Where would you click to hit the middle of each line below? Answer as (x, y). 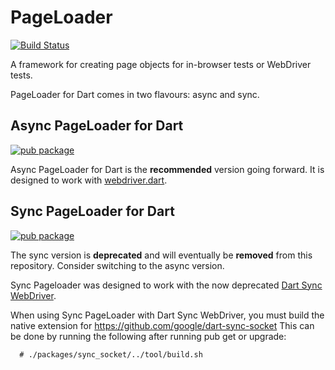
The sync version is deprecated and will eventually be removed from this (161, 255)
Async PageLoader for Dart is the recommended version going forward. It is (167, 169)
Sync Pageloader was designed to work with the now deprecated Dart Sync (166, 285)
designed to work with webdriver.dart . (89, 180)
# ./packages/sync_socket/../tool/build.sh (111, 354)
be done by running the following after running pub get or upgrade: (148, 336)
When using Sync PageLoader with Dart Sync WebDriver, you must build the (167, 315)
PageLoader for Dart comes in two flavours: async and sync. (135, 94)
